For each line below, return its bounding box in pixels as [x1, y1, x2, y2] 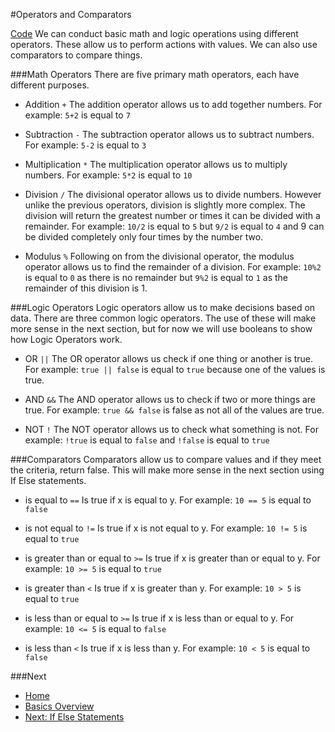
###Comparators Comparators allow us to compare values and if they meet [10, 454, 322, 465]
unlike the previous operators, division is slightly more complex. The [24, 199, 306, 211]
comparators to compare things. [10, 49, 143, 61]
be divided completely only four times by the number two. [24, 231, 264, 243]
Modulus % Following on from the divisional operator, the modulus [24, 250, 295, 262]
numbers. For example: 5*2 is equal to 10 [24, 169, 193, 181]
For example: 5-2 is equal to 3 [24, 139, 147, 151]
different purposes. [10, 79, 90, 91]
